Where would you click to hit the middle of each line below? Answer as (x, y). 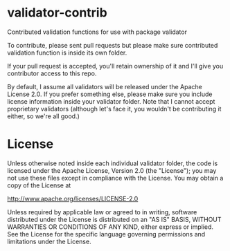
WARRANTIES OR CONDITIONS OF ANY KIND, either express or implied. (110, 227)
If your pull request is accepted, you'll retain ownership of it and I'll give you (115, 66)
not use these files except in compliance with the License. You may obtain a (115, 178)
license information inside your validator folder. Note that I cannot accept (111, 101)
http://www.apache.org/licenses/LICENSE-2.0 (73, 198)
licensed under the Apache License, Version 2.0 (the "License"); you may (112, 170)
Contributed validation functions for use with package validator (97, 32)
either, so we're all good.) (43, 116)
